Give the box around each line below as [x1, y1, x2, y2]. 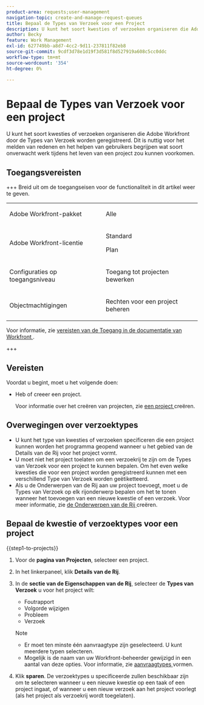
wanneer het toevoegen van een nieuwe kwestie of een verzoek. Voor [15, 494, 191, 501]
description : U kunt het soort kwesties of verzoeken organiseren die [6, 26, 189, 32]
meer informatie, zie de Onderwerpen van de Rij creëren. [15, 501, 158, 508]
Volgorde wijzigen [24, 604, 70, 612]
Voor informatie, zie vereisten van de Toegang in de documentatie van [6, 327, 182, 334]
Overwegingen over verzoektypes [6, 420, 138, 430]
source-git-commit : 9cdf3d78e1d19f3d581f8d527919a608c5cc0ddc [6, 49, 167, 55]
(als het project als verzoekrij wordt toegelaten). [15, 692, 135, 699]
